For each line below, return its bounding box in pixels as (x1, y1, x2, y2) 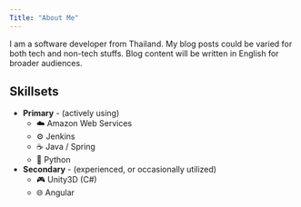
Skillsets (9, 84, 59, 100)
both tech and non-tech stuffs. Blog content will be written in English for (9, 47, 279, 59)
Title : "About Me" (9, 13, 79, 23)
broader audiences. (9, 57, 84, 68)
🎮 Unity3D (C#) (35, 174, 97, 185)
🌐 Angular (35, 187, 75, 198)
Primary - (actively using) (22, 108, 120, 119)
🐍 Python (35, 154, 71, 165)
